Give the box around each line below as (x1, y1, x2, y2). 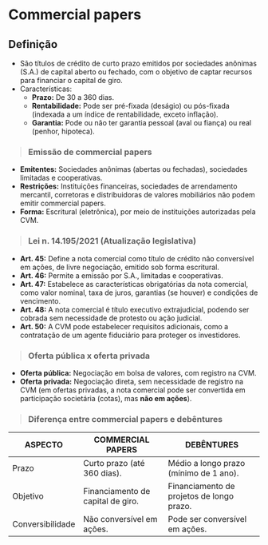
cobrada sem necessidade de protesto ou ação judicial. (19, 313, 203, 323)
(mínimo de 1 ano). (167, 467, 239, 479)
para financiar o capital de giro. (19, 76, 124, 85)
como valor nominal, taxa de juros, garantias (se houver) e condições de (19, 288, 258, 297)
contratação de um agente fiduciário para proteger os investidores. (19, 330, 241, 340)
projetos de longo (167, 491, 234, 502)
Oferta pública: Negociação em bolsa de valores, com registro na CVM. (19, 368, 257, 377)
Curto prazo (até (83, 458, 145, 469)
